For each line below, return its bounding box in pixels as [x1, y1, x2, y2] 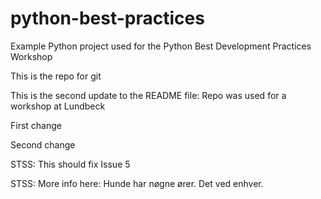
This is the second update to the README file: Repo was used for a [10, 89, 287, 101]
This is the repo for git [10, 70, 102, 82]
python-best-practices [10, 7, 205, 30]
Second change [10, 138, 76, 151]
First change [10, 119, 62, 131]
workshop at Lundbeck [10, 100, 106, 112]
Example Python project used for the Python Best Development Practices [10, 40, 312, 52]
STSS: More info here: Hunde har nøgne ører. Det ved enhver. [10, 177, 264, 189]
